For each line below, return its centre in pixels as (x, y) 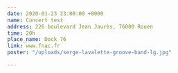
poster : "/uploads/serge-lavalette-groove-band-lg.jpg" (89, 53)
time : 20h (21, 33)
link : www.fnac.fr (34, 46)
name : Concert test (35, 20)
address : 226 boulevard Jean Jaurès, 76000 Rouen (80, 26)
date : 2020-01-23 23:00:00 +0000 (55, 14)
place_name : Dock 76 (37, 40)
